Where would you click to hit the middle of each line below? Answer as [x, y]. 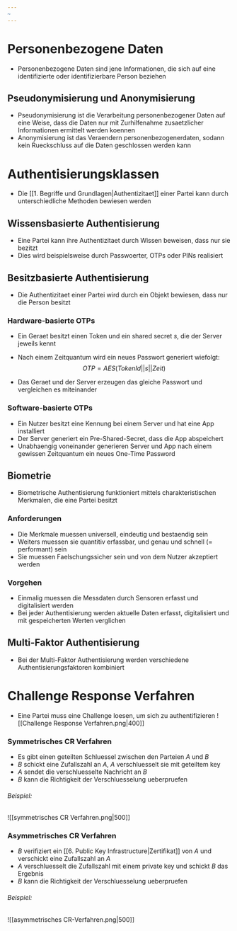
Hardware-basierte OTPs [51, 321]
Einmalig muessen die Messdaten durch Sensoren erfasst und [108, 598]
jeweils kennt [37, 343]
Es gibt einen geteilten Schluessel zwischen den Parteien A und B [113, 756]
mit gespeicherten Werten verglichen [71, 620]
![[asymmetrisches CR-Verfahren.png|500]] [71, 919]
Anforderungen [35, 519]
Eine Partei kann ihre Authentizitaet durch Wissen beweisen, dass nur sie [124, 241]
